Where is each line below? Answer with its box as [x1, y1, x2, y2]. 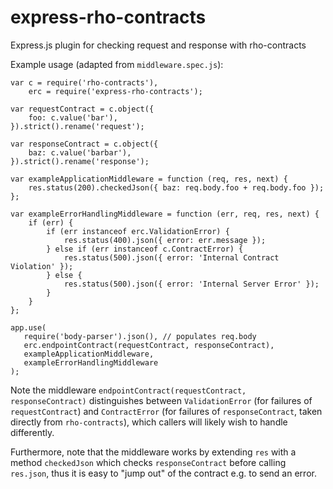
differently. [10, 426, 55, 438]
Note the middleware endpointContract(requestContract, [10, 384, 247, 396]
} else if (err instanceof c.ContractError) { [46, 244, 244, 254]
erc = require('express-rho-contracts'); [28, 86, 203, 96]
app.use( [10, 322, 47, 333]
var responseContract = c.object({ [10, 139, 159, 149]
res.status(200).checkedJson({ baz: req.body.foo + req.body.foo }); [28, 182, 325, 193]
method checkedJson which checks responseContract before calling [10, 456, 287, 468]
